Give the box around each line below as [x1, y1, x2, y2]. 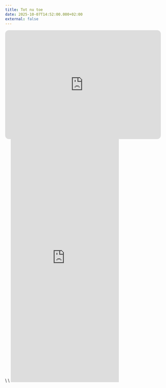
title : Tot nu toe [5, 7, 43, 12]
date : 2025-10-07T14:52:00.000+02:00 [5, 12, 83, 17]
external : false [5, 16, 39, 21]
